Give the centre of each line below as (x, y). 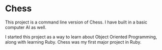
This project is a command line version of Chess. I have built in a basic (76, 22)
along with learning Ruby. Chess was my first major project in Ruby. (73, 42)
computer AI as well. (26, 27)
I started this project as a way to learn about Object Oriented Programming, (81, 37)
